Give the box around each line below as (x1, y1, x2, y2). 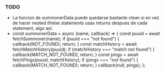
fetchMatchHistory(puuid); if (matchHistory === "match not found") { (12, 46, 155, 53)
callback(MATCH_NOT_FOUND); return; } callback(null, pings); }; (12, 62, 146, 68)
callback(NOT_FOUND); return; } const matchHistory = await (12, 41, 137, 47)
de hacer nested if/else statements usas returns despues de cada (12, 20, 148, 26)
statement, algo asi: (12, 25, 53, 31)
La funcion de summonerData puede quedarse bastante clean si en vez (12, 15, 160, 21)
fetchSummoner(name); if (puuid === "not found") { (12, 36, 120, 42)
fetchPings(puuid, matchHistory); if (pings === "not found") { (12, 57, 139, 63)
